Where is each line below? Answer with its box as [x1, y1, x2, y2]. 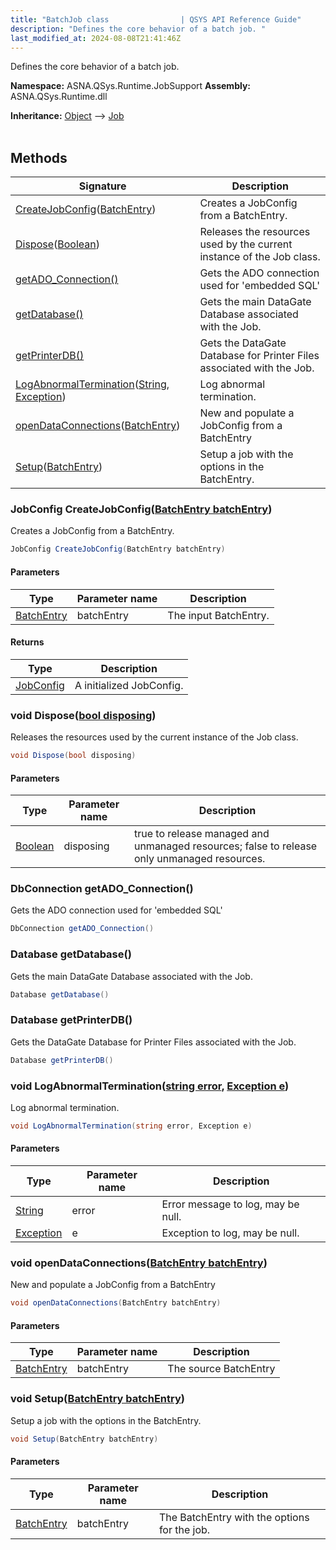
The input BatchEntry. [167, 608, 270, 622]
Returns [10, 636, 45, 648]
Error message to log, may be [161, 1197, 300, 1211]
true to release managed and [133, 827, 270, 841]
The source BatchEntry [167, 1362, 276, 1376]
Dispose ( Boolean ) [15, 237, 100, 251]
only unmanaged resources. [133, 852, 266, 866]
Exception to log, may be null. [161, 1226, 300, 1240]
